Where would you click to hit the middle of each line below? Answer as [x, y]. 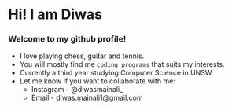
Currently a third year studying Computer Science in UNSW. [116, 73]
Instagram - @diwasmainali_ [77, 90]
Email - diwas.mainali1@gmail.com [87, 98]
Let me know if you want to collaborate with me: [97, 81]
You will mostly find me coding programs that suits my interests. [122, 64]
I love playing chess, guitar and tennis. [82, 56]
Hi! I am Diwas [55, 15]
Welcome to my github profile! [67, 39]
